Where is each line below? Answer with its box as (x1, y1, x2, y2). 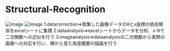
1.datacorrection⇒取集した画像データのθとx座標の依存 (43, 21, 159, 27)
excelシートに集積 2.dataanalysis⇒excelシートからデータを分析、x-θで (14, 27, 165, 34)
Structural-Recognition (5, 4, 106, 15)
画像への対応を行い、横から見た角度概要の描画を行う (5, 40, 117, 46)
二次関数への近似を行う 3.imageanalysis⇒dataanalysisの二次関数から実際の (5, 34, 165, 40)
